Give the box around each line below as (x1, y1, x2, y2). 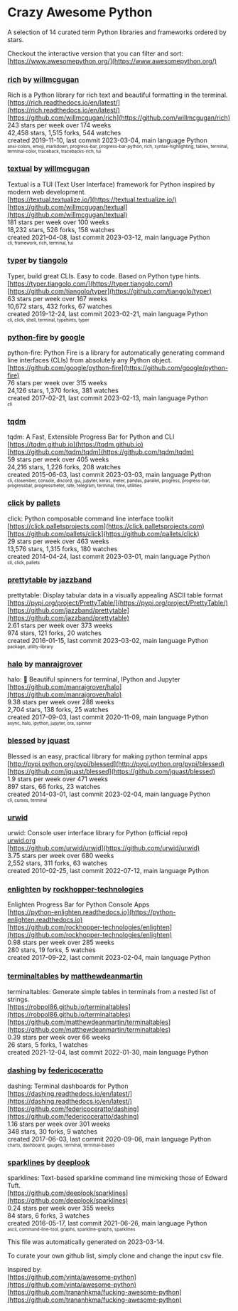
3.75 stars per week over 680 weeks (7, 851, 114, 860)
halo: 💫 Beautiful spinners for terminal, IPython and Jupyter (7, 675, 181, 684)
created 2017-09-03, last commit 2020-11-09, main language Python (7, 713, 209, 721)
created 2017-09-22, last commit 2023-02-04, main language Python (7, 954, 211, 962)
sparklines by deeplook (7, 1157, 90, 1167)
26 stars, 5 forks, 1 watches (7, 1040, 88, 1049)
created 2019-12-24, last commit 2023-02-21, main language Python (7, 309, 208, 318)
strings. (7, 995, 30, 1003)
